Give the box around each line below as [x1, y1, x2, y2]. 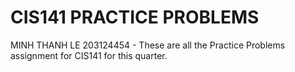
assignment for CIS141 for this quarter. [10, 49, 168, 61]
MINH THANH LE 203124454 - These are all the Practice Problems [10, 39, 286, 51]
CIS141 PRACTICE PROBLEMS [10, 6, 260, 29]
